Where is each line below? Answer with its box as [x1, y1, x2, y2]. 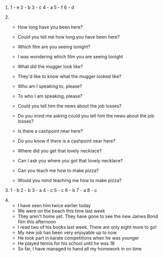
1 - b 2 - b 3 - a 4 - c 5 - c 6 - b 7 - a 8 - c [10, 187, 97, 193]
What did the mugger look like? [17, 64, 83, 69]
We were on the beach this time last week [17, 208, 106, 214]
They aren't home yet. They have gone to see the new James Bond [17, 213, 158, 219]
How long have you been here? [17, 24, 83, 30]
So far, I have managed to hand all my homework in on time [17, 246, 142, 251]
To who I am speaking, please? [17, 93, 83, 99]
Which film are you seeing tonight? [17, 44, 90, 50]
